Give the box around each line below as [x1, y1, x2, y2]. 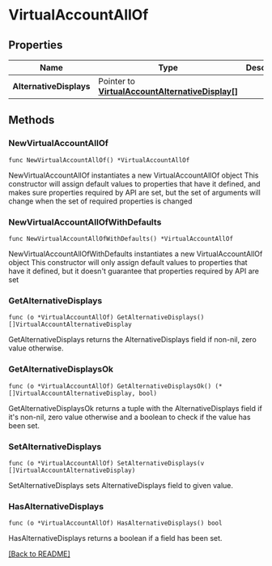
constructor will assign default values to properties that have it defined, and [8, 178, 261, 188]
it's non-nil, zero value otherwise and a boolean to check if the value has [8, 412, 251, 422]
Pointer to [98, 75, 135, 87]
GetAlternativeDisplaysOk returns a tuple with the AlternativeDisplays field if [8, 403, 263, 413]
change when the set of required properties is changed [8, 196, 193, 206]
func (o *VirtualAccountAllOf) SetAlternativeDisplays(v [8, 459, 205, 467]
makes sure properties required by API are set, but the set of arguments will [8, 187, 261, 197]
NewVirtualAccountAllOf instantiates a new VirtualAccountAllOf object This [8, 170, 259, 180]
